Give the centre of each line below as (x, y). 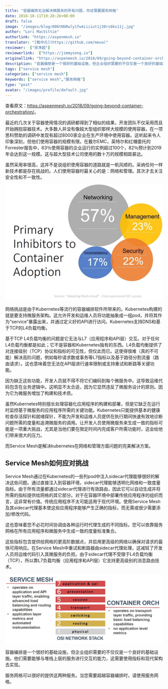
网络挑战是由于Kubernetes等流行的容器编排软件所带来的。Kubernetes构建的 (84, 309)
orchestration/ (20, 112)
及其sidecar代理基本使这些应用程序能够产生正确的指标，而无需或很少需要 (81, 508)
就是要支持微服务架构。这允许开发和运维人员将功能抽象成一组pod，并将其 (81, 315)
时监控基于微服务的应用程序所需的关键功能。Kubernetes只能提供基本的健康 (83, 410)
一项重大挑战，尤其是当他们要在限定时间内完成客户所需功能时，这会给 (86, 429)
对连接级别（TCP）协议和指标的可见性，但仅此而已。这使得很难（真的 (77, 351)
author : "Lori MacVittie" (32, 32)
